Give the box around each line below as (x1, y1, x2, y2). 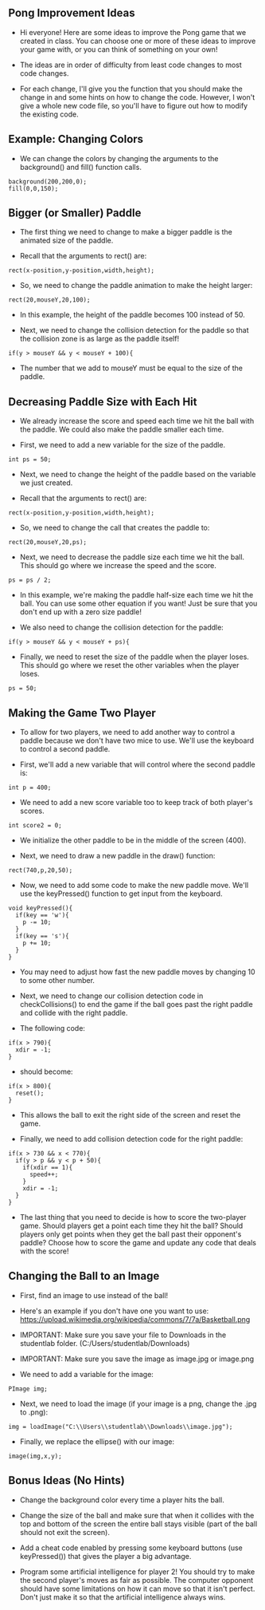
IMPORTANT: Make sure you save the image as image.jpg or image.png (19, 1354, 255, 1363)
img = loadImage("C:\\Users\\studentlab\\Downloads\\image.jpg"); (8, 1423, 233, 1430)
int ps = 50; (8, 456, 52, 464)
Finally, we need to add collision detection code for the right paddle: (19, 1134, 244, 1144)
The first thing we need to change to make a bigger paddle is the (19, 227, 232, 237)
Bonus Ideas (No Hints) (8, 1474, 125, 1487)
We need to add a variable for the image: (19, 1369, 154, 1379)
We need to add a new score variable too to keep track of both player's (19, 798, 253, 807)
